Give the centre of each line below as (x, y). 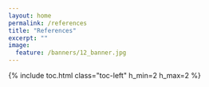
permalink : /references (48, 23)
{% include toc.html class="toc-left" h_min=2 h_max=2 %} (105, 75)
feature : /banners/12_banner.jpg (71, 53)
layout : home (30, 16)
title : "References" (43, 30)
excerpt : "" (28, 38)
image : (19, 45)
